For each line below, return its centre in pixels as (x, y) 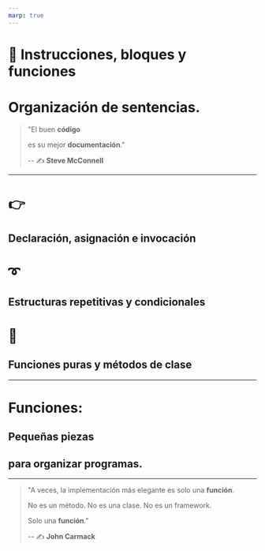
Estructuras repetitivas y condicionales (107, 302)
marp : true (26, 15)
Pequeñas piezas (51, 437)
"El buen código (54, 129)
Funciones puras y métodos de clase (100, 365)
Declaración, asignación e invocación (102, 239)
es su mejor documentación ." (76, 144)
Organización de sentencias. (105, 107)
